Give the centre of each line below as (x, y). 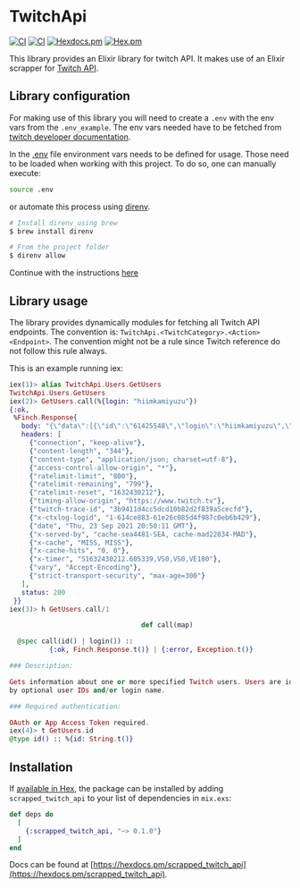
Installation (41, 767)
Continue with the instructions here (74, 273)
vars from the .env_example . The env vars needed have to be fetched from (146, 127)
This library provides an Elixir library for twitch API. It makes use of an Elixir (147, 58)
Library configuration (70, 96)
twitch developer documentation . (70, 137)
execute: (25, 173)
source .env (31, 190)
